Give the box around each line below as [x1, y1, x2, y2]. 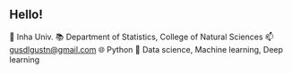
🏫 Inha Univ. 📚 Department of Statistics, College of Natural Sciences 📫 [9, 31, 274, 42]
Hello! [9, 7, 43, 22]
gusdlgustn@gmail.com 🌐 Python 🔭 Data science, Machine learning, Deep [9, 44, 284, 54]
